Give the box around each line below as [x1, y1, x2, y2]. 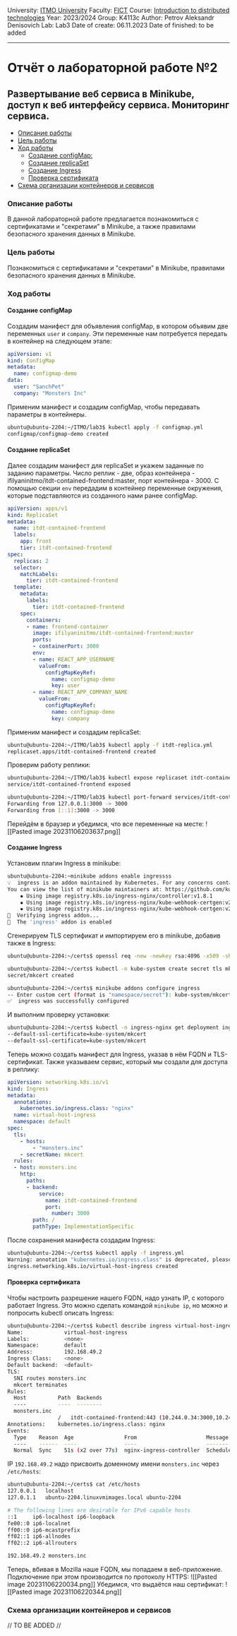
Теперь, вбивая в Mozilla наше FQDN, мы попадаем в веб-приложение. [7, 1565, 223, 1574]
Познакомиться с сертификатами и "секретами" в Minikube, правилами [7, 263, 225, 272]
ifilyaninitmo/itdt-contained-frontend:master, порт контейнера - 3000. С [7, 476, 219, 484]
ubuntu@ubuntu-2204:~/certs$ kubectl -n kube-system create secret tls [7, 965, 222, 972]
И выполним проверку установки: [7, 1010, 111, 1019]
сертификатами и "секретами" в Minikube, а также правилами [7, 222, 196, 231]
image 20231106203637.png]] [33, 827, 121, 835]
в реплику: [7, 1065, 40, 1073]
